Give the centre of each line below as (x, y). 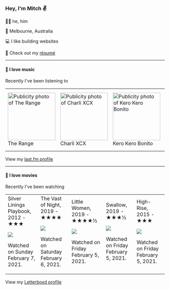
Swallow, (117, 205)
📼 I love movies (22, 175)
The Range (21, 143)
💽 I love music (20, 69)
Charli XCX (73, 143)
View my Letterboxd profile (33, 282)
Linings (16, 205)
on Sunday (21, 251)
